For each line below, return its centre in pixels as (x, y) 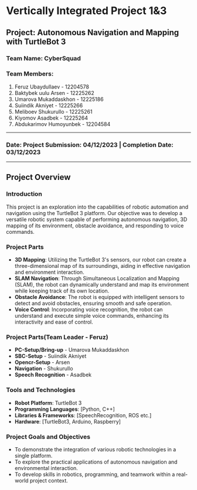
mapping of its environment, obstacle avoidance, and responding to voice (95, 225)
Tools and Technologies (41, 390)
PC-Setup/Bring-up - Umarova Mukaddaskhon (72, 350)
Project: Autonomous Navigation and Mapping (93, 33)
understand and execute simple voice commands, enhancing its (91, 316)
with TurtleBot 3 (36, 41)
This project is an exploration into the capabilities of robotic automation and (97, 207)
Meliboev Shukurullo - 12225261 (53, 111)
